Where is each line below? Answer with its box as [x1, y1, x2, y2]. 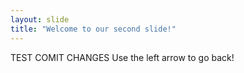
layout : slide [10, 14, 70, 25]
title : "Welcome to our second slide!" [10, 24, 177, 34]
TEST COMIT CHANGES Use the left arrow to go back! [10, 51, 235, 63]
